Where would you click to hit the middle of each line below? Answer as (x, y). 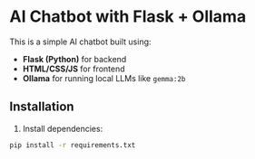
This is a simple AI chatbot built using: (80, 42)
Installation (42, 107)
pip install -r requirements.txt (73, 145)
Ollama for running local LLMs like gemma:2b (104, 78)
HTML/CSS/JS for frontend (74, 69)
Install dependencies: (63, 128)
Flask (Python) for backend (74, 59)
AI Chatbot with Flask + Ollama (128, 17)
